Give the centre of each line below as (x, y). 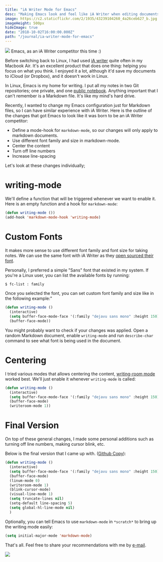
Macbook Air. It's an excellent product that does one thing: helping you (76, 66)
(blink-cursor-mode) (30, 489)
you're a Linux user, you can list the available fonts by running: (67, 275)
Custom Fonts (34, 237)
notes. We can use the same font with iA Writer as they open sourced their (79, 255)
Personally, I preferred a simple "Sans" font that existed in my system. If (77, 270)
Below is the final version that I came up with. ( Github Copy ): (65, 453)
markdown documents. (35, 135)
